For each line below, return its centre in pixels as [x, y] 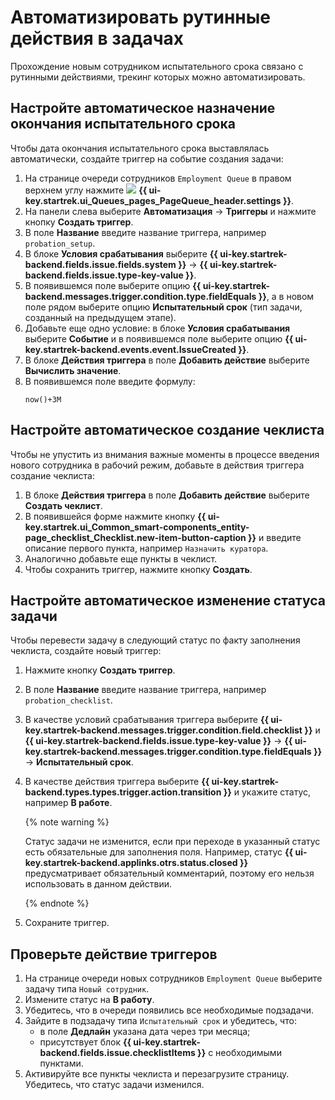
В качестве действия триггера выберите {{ [117, 782]
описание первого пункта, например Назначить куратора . [146, 548]
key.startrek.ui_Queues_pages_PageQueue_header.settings [153, 200]
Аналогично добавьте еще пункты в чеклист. [121, 558]
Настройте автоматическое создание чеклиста [167, 430]
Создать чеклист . [63, 505]
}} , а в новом [286, 296]
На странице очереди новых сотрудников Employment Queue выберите [173, 978]
